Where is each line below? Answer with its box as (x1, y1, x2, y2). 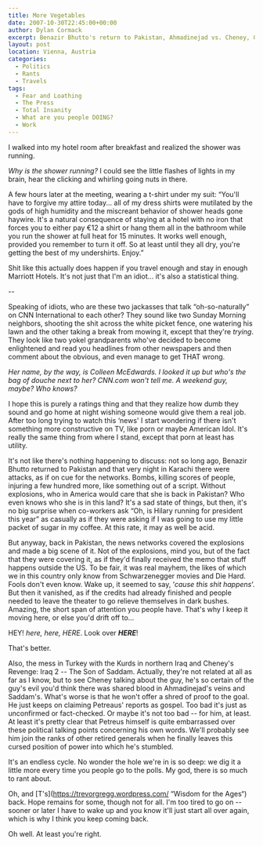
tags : (8, 84, 26, 93)
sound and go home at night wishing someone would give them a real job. (8, 407, 247, 417)
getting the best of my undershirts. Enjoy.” (8, 248, 144, 257)
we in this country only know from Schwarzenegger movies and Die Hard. (8, 571, 247, 581)
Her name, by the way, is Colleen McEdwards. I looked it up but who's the (8, 366, 247, 377)
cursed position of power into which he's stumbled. (8, 742, 174, 751)
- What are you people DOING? (15, 114, 113, 122)
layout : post (8, 41, 51, 49)
